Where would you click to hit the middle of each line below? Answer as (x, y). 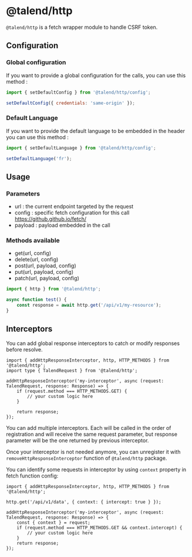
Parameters (23, 194)
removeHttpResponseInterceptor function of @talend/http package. (87, 458)
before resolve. (24, 349)
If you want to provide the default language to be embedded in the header (95, 131)
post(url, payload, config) (45, 266)
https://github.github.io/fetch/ (50, 219)
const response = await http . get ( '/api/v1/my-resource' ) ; (89, 305)
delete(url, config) (36, 260)
